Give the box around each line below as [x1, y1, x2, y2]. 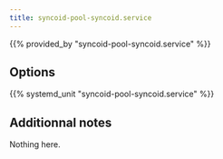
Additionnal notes [9, 114, 112, 130]
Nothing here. [9, 139, 61, 150]
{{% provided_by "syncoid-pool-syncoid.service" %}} [9, 38, 211, 49]
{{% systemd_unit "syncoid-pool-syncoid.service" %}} [9, 88, 215, 100]
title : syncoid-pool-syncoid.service [9, 13, 152, 23]
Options [9, 65, 56, 80]
